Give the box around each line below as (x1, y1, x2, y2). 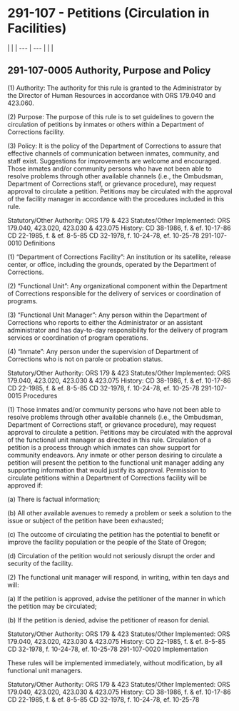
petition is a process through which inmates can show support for (7, 443, 201, 451)
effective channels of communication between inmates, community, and (7, 148, 220, 158)
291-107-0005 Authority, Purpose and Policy (7, 64, 211, 76)
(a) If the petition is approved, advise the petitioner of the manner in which (7, 594, 226, 602)
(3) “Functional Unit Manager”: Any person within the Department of (7, 311, 208, 319)
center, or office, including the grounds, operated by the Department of (7, 260, 217, 268)
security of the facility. (7, 559, 73, 568)
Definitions (24, 238, 56, 247)
